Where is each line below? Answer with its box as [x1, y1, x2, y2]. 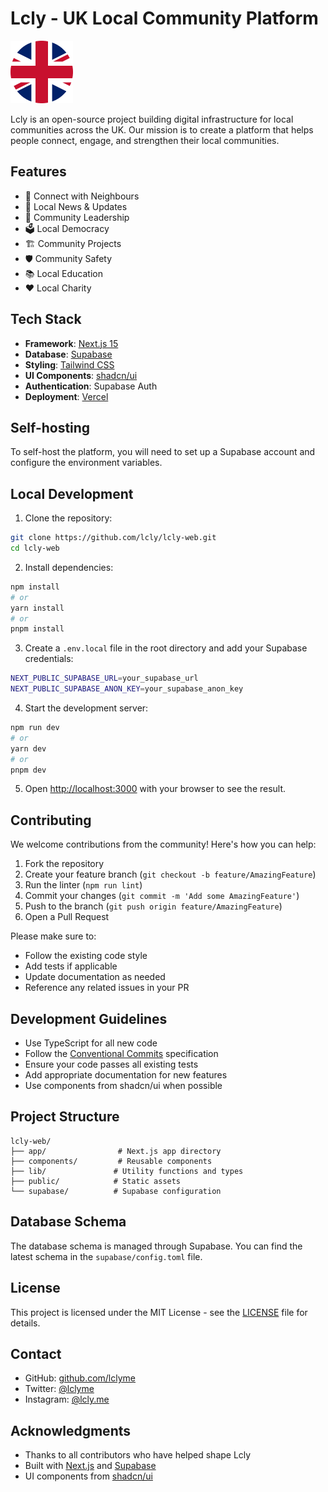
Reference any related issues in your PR [24, 982, 190, 994]
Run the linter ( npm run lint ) [24, 879, 143, 891]
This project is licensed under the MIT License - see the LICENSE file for [10, 1306, 308, 1318]
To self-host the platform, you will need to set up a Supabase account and [10, 446, 316, 458]
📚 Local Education [24, 267, 103, 279]
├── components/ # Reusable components [10, 1156, 213, 1166]
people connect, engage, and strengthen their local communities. [10, 134, 280, 146]
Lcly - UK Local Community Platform [10, 7, 319, 30]
